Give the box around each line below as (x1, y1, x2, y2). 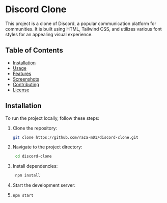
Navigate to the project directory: (12, 144, 82, 150)
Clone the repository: (12, 125, 58, 131)
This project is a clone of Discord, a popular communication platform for (5, 20, 157, 27)
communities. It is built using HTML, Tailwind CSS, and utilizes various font (5, 26, 162, 32)
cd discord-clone (15, 154, 52, 159)
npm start (12, 193, 34, 198)
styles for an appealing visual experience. (5, 31, 93, 37)
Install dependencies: (12, 163, 58, 169)
